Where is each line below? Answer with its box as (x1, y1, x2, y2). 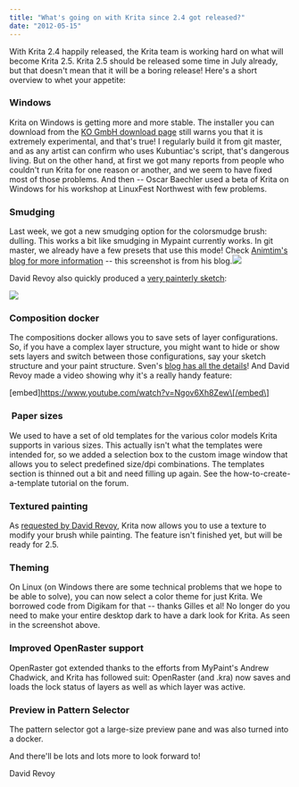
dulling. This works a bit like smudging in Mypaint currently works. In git (9, 236, 274, 247)
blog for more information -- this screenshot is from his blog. (9, 255, 233, 266)
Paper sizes (11, 410, 63, 423)
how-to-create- (233, 468, 291, 479)
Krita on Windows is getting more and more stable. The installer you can (9, 117, 275, 128)
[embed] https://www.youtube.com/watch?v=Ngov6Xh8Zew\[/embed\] (9, 388, 270, 398)
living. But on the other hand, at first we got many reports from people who (9, 155, 285, 165)
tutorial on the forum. (51, 477, 129, 488)
